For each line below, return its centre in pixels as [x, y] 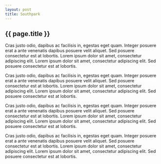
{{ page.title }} [28, 34]
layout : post [18, 9]
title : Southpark [23, 14]
